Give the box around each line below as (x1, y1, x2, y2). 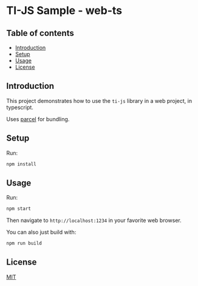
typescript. (6, 103, 33, 111)
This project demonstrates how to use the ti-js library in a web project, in (6, 97, 193, 104)
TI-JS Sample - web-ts (6, 4, 123, 18)
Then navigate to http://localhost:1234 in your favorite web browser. (6, 217, 182, 224)
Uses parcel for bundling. (6, 115, 70, 122)
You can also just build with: (6, 229, 77, 236)
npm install (6, 161, 36, 167)
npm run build (6, 240, 43, 246)
